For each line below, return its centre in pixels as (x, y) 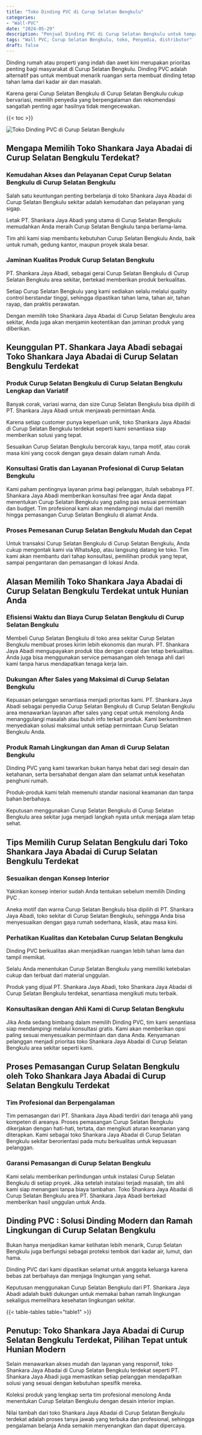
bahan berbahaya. (29, 799)
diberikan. (19, 328)
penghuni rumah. (27, 781)
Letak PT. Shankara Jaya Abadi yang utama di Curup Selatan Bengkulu (94, 220)
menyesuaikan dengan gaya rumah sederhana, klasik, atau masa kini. (92, 922)
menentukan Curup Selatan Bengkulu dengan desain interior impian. (91, 1401)
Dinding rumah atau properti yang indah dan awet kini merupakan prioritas (98, 62)
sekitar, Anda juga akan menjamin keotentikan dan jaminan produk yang (95, 322)
